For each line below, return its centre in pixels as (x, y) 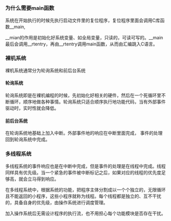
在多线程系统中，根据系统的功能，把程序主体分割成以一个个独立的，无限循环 (85, 189)
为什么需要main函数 (30, 8)
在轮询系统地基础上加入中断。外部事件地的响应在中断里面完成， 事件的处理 (84, 133)
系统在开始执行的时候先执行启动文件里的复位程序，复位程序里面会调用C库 (83, 20)
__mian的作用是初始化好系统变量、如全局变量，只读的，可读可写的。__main (84, 37)
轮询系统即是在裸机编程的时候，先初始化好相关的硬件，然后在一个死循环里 (83, 95)
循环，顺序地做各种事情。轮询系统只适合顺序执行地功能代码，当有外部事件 (88, 102)
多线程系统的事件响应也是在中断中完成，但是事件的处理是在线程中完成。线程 (85, 166)
